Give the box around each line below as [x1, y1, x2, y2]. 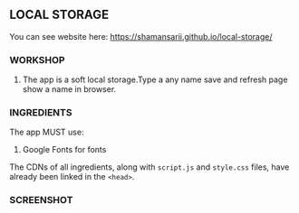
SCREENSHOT [9, 194, 73, 207]
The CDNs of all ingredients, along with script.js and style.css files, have [9, 162, 290, 172]
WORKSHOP [9, 53, 65, 66]
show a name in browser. [22, 84, 117, 95]
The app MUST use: [9, 126, 84, 138]
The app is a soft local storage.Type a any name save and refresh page [22, 74, 288, 85]
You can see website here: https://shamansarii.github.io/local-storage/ [9, 31, 274, 42]
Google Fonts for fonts [22, 144, 107, 155]
